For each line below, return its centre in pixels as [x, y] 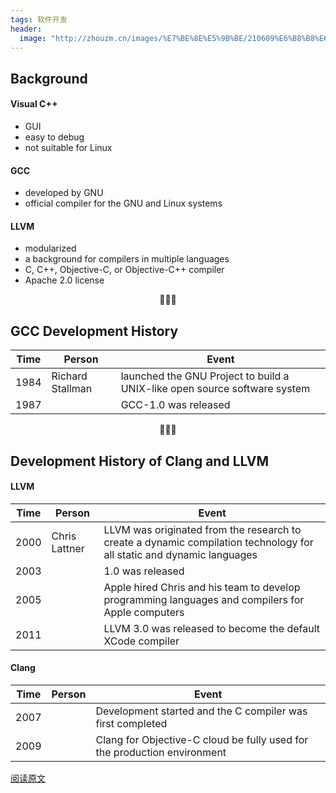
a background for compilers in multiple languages [127, 259]
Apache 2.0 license [64, 280]
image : [33, 38]
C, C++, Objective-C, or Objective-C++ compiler [124, 270]
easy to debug [54, 137]
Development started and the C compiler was [201, 711]
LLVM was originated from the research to [202, 529]
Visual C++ [34, 104]
